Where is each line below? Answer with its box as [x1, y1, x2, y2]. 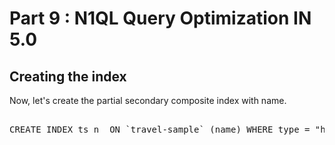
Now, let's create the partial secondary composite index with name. [9, 95, 287, 106]
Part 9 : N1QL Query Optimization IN [9, 7, 312, 30]
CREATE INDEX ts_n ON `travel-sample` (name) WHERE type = [9, 124, 311, 135]
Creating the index [9, 68, 127, 85]
